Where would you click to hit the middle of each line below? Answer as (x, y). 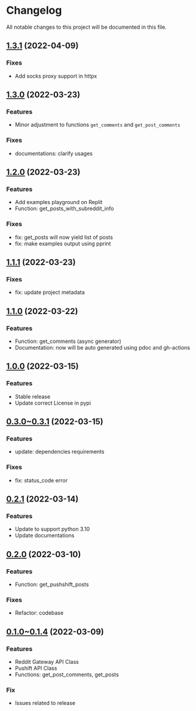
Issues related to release (45, 703)
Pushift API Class (36, 668)
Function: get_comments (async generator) (68, 341)
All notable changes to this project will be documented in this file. (87, 27)
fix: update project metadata (50, 292)
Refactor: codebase (39, 613)
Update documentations (45, 536)
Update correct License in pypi (53, 403)
